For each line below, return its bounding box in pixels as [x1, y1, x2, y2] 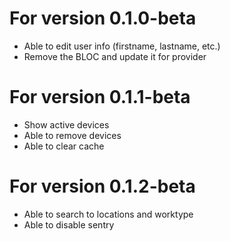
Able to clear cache [23, 140, 105, 152]
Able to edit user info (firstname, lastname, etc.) [23, 40, 221, 52]
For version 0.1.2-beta [9, 175, 196, 198]
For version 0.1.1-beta [9, 86, 191, 109]
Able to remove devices [23, 129, 122, 141]
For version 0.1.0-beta [9, 7, 197, 30]
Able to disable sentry [23, 218, 115, 231]
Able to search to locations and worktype [23, 208, 194, 220]
